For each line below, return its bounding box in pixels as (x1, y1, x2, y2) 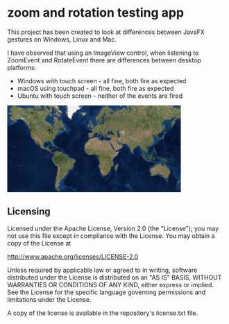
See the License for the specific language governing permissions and (7, 288, 206, 296)
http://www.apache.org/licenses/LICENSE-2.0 (7, 252, 139, 261)
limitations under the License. (7, 295, 92, 303)
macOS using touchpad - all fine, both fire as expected (17, 84, 174, 92)
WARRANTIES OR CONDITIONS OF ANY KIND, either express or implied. (7, 280, 214, 289)
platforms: (7, 63, 37, 71)
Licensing (7, 206, 51, 218)
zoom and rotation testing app (7, 5, 185, 21)
